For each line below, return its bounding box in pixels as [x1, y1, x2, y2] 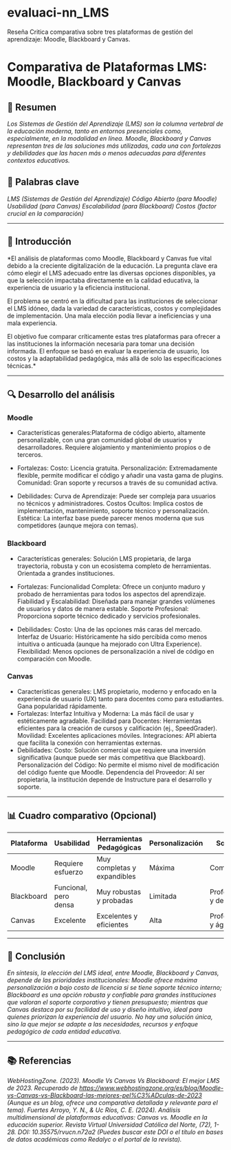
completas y [96, 863, 136, 873]
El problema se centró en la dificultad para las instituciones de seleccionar [7, 297, 218, 305]
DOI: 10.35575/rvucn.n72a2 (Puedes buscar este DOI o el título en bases [17, 1128, 223, 1136]
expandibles [96, 871, 136, 881]
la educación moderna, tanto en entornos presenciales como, [7, 126, 183, 135]
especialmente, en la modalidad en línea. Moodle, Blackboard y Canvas [7, 134, 212, 142]
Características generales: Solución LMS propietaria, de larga [16, 554, 191, 563]
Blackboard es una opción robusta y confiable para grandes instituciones [7, 991, 217, 999]
